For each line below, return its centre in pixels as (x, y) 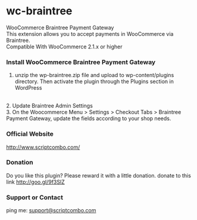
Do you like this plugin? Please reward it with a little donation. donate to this (99, 175)
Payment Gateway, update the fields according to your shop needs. (89, 118)
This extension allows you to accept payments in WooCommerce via (90, 33)
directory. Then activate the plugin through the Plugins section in (94, 81)
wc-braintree (39, 11)
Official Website (30, 134)
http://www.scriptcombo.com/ (43, 147)
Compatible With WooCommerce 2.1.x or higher (65, 47)
